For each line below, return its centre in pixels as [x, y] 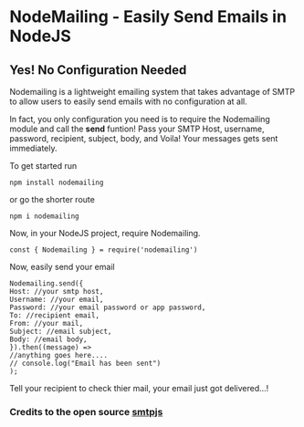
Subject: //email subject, [61, 331]
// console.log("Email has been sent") [85, 363]
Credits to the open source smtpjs [86, 411]
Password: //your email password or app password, [108, 307]
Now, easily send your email [63, 267]
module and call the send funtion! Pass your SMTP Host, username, [137, 129]
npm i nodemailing [44, 216]
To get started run [43, 166]
